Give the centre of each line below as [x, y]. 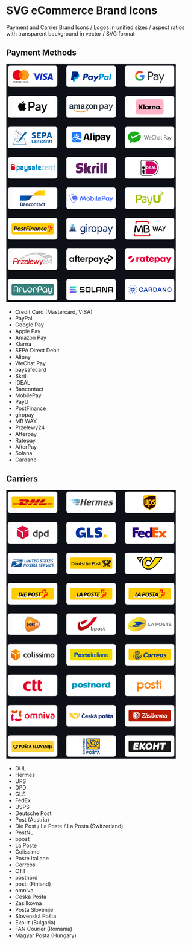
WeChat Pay [30, 363]
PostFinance [30, 408]
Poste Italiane [32, 859]
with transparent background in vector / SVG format [70, 33]
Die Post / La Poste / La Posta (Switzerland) [69, 826]
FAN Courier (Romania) [44, 929]
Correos [25, 865]
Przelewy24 [30, 427]
